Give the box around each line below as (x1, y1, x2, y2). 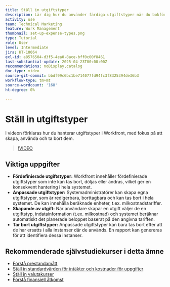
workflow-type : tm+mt (5, 78, 51, 83)
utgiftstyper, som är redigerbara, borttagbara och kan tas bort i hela (12, 195, 154, 201)
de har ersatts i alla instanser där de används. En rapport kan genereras (12, 227, 162, 233)
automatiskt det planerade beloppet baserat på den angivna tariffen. (12, 216, 155, 222)
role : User (5, 40, 28, 45)
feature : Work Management (5, 26, 60, 31)
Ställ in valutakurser (12, 271, 54, 277)
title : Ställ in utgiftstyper (5, 7, 69, 13)
